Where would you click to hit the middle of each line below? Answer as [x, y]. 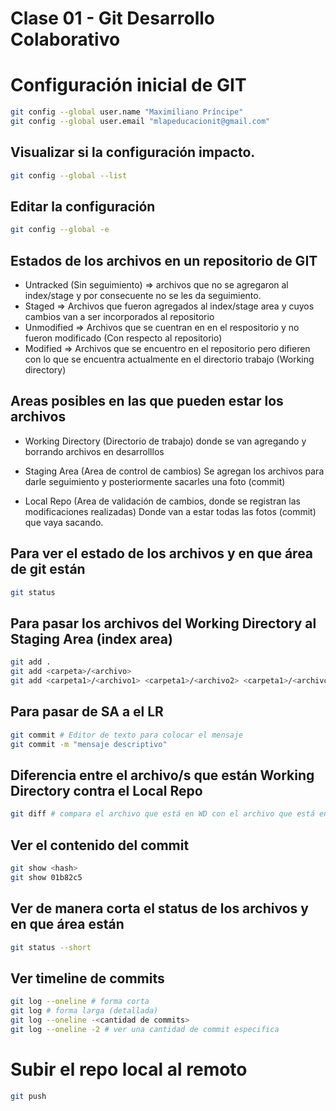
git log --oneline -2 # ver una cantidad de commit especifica [145, 1029]
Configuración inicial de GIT [128, 85]
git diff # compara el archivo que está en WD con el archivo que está [162, 814]
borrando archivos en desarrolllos [94, 451]
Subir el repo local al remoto [129, 1069]
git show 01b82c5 [46, 877]
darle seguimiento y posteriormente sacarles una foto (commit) [155, 481]
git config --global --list [69, 175]
